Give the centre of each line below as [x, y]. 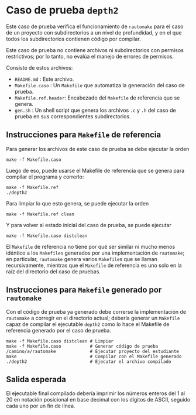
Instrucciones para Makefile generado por [84, 290]
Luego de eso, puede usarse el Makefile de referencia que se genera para [95, 170]
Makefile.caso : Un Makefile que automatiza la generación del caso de [100, 85]
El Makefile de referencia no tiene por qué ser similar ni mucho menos [91, 246]
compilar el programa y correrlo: [45, 177]
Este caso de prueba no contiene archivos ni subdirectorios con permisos [95, 50]
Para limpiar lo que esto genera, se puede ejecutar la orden [78, 203]
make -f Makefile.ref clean [40, 214]
